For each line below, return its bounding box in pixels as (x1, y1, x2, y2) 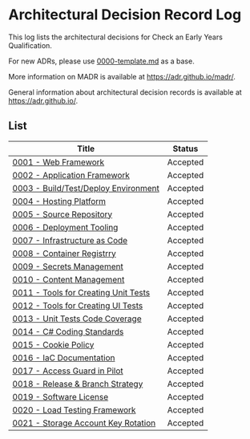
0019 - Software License (12, 391, 109, 402)
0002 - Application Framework (12, 169, 131, 181)
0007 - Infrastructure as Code (12, 234, 128, 246)
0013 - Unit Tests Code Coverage (12, 313, 142, 324)
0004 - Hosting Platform (12, 195, 107, 206)
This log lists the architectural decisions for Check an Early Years (8, 32, 223, 42)
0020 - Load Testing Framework (12, 404, 136, 415)
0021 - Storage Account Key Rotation (12, 417, 156, 429)
